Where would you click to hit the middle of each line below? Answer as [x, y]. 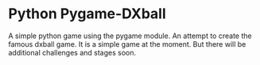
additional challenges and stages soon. [72, 52]
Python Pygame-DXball [87, 14]
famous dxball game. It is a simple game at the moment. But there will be [127, 44]
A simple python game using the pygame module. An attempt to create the [130, 36]
